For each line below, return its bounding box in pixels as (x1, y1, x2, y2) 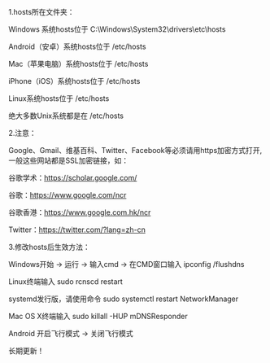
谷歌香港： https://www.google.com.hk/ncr (8, 208, 151, 217)
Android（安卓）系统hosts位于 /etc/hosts (8, 42, 146, 51)
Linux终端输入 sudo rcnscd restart (8, 277, 124, 286)
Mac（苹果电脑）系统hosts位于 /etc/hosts (8, 59, 149, 68)
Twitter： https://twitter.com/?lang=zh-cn (8, 225, 146, 234)
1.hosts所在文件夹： (8, 7, 75, 16)
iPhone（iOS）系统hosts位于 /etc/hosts (8, 77, 141, 85)
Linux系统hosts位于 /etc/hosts (8, 94, 110, 103)
